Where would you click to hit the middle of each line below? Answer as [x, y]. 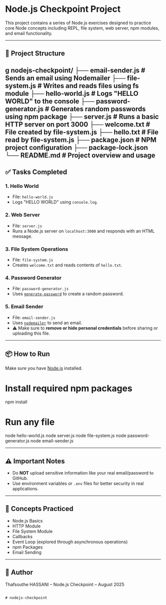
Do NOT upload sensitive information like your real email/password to [83, 473]
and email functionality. [29, 33]
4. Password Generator [33, 278]
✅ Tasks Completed [36, 172]
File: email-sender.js [34, 317]
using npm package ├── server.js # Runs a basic [82, 116]
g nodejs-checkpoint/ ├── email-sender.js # [75, 70]
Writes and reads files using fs [91, 86]
